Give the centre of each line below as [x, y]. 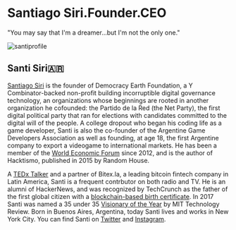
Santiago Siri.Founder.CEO [87, 13]
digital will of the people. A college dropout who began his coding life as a [114, 123]
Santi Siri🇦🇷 [36, 68]
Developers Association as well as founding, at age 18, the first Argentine [113, 138]
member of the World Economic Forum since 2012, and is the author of [110, 152]
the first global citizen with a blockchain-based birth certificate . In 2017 [111, 196]
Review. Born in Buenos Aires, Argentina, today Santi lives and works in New [118, 211]
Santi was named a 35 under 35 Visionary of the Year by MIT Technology [113, 204]
